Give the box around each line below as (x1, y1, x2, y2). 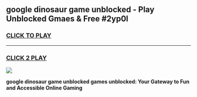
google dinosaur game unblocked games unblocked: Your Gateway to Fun (6, 78, 189, 85)
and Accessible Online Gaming (6, 84, 83, 91)
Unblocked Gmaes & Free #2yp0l (6, 14, 129, 24)
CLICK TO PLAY (6, 32, 52, 40)
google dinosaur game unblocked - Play (6, 5, 155, 15)
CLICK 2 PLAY (6, 53, 47, 62)
